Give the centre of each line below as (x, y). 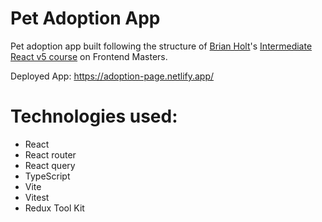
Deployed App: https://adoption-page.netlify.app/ (112, 76)
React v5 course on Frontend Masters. (89, 56)
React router (50, 154)
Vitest (37, 197)
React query (50, 165)
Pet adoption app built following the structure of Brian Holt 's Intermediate (161, 46)
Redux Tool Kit (54, 208)
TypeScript (47, 176)
